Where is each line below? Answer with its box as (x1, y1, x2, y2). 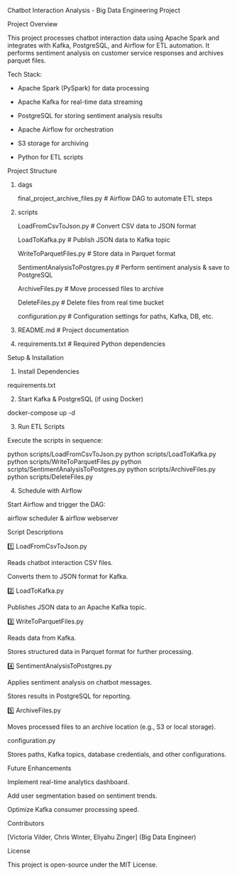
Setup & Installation (7, 354, 64, 362)
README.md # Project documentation (17, 326, 129, 334)
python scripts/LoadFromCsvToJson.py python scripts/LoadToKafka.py (7, 450, 216, 458)
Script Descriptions (7, 528, 64, 536)
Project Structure (7, 167, 57, 175)
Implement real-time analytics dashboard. (7, 778, 130, 786)
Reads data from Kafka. (7, 633, 77, 642)
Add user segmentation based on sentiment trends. (7, 791, 158, 800)
